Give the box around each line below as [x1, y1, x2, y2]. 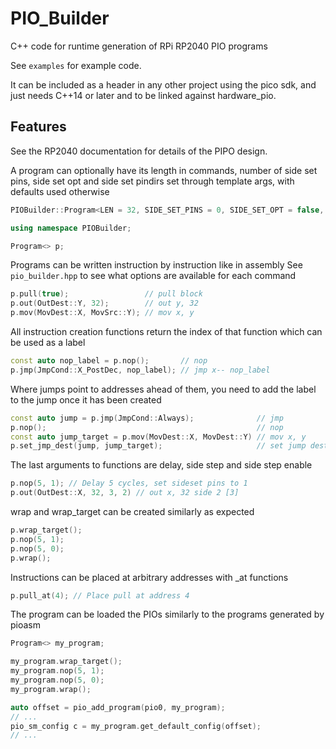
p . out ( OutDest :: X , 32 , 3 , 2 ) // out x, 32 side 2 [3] [10, 488, 240, 498]
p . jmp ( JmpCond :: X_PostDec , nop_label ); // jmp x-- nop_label [10, 365, 271, 375]
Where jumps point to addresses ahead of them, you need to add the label [10, 383, 317, 395]
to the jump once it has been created [10, 393, 162, 406]
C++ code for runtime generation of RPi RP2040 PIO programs [10, 40, 268, 52]
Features [10, 118, 67, 136]
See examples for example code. [10, 59, 142, 71]
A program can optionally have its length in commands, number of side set [10, 164, 318, 176]
